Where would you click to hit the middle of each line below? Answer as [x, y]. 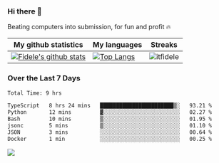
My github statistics [48, 45]
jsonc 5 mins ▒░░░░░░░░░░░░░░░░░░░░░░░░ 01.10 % [110, 126]
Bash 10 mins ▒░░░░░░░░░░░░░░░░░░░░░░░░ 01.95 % [110, 119]
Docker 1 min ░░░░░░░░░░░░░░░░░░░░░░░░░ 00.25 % [110, 139]
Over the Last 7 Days [44, 78]
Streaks [164, 45]
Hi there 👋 [25, 11]
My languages [117, 45]
